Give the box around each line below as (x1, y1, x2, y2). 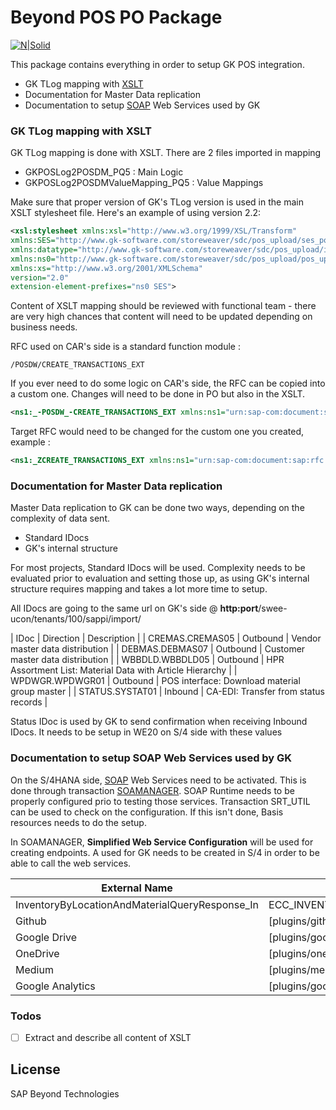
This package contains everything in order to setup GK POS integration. (10, 58, 305, 70)
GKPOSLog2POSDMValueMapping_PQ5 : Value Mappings (24, 177, 264, 189)
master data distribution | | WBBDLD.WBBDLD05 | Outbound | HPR (10, 654, 285, 666)
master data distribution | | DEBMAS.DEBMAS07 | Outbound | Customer (10, 643, 306, 655)
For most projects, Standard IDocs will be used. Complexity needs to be (10, 562, 306, 574)
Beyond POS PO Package (10, 6, 223, 29)
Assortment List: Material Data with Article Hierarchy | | (10, 664, 238, 676)
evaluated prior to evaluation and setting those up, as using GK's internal (10, 572, 310, 585)
